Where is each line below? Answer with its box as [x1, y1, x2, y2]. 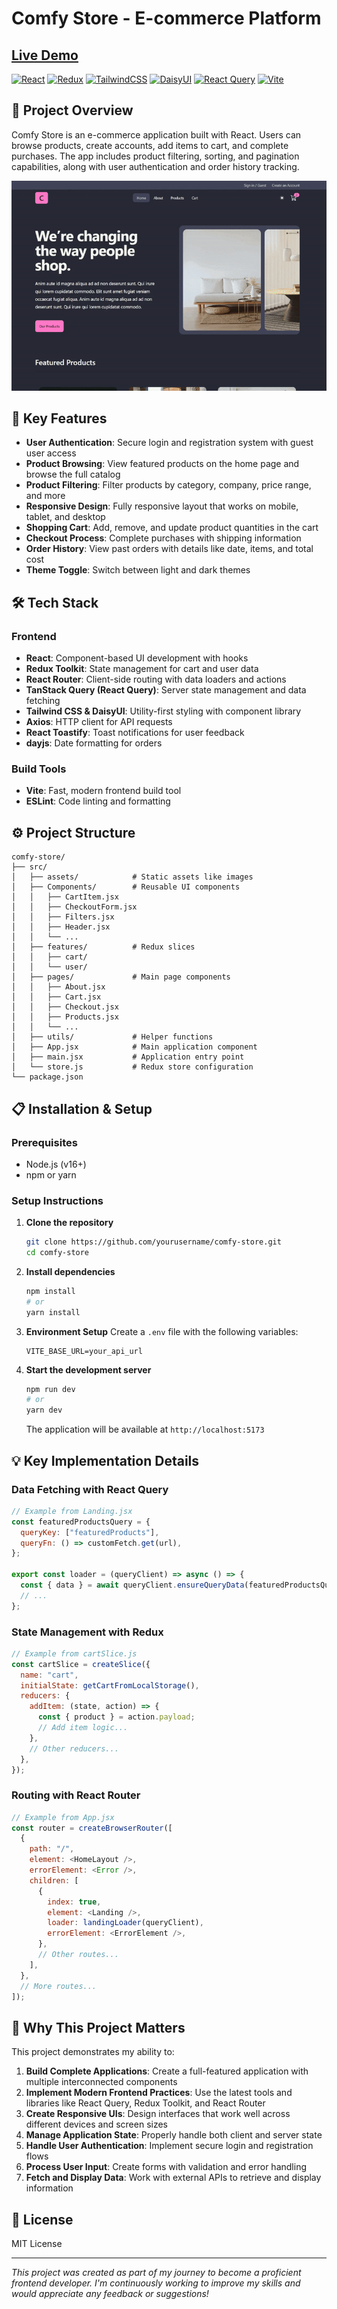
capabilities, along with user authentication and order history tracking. [11, 160, 300, 172]
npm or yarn [25, 1168, 77, 1181]
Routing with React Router [11, 1788, 141, 1802]
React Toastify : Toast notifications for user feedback [25, 727, 245, 739]
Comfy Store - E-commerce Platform [11, 7, 322, 30]
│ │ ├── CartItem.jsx [11, 892, 119, 902]
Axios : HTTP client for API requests [25, 716, 173, 728]
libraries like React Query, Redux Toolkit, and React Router [25, 2097, 266, 2109]
